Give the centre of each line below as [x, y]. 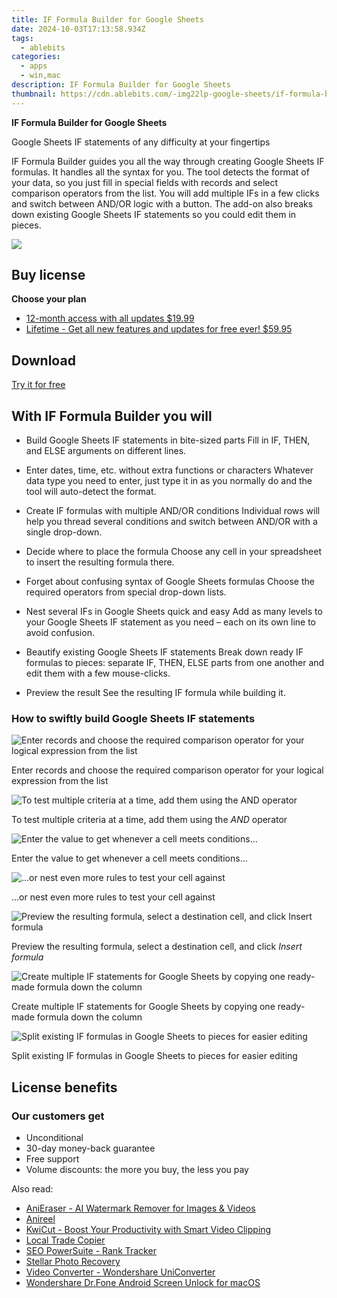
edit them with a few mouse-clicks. [98, 673]
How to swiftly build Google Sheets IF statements [133, 718]
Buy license [48, 275]
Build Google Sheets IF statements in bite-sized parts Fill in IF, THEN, [168, 440]
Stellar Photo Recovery [73, 1262]
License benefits [64, 1087]
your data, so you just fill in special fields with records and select [145, 182]
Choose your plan [49, 299]
